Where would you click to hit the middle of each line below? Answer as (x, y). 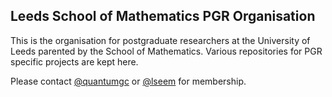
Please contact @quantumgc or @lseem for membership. (128, 81)
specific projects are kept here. (74, 61)
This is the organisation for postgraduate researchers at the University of (160, 40)
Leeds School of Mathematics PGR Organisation (163, 16)
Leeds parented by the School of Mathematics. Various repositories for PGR (166, 51)
